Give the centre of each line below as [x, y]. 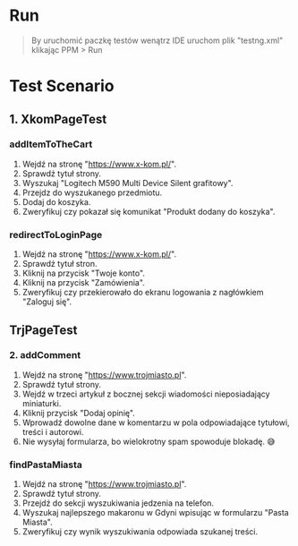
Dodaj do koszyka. [56, 201]
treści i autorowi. [53, 431]
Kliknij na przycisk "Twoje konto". [84, 273]
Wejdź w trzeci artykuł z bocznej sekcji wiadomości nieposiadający [146, 394]
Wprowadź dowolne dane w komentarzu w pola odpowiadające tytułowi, [156, 422]
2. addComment [45, 355]
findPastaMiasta [46, 465]
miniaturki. [42, 403]
